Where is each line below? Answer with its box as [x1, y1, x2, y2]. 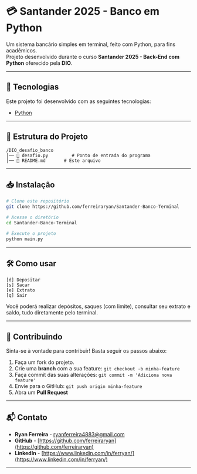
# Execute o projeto [6, 230, 57, 236]
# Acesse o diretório [6, 214, 59, 221]
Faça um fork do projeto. [14, 359, 74, 366]
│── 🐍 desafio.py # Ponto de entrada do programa [6, 153, 151, 158]
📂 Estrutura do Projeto [6, 132, 88, 142]
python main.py [6, 236, 43, 242]
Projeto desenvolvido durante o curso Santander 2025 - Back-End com [6, 53, 180, 60]
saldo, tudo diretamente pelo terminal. [6, 309, 98, 316]
